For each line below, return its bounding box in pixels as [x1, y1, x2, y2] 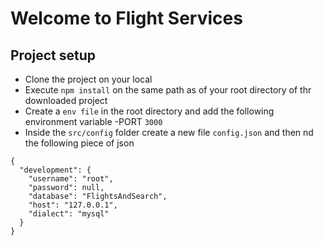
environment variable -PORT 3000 [24, 116, 163, 127]
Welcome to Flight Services [10, 7, 243, 30]
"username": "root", [28, 174, 114, 184]
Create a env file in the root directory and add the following [24, 105, 275, 117]
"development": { [19, 165, 92, 175]
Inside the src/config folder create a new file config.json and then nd [24, 127, 314, 138]
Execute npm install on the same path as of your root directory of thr [24, 84, 312, 96]
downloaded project [24, 95, 108, 106]
